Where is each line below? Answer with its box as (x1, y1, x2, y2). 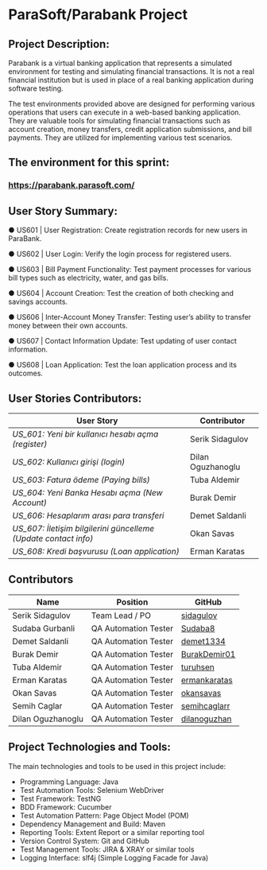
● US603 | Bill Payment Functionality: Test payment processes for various (8, 265, 252, 274)
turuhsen (180, 662, 215, 673)
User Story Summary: (8, 204, 118, 218)
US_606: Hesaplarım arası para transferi (12, 510, 164, 521)
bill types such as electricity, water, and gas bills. (8, 273, 168, 283)
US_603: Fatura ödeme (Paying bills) (12, 474, 151, 485)
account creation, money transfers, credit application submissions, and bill (8, 125, 253, 134)
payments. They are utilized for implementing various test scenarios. (8, 133, 233, 142)
